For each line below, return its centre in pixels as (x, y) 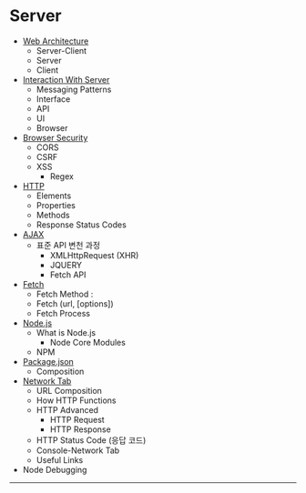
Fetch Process (63, 313)
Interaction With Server (66, 79)
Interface (53, 99)
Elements (54, 196)
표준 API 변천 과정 (68, 245)
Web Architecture (56, 41)
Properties (56, 205)
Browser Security (55, 137)
